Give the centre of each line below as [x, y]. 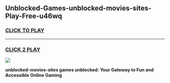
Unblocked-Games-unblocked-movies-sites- [78, 8]
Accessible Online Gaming [34, 75]
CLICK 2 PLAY [23, 49]
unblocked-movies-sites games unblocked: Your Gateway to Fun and [79, 69]
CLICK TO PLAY [25, 31]
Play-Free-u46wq [34, 16]
